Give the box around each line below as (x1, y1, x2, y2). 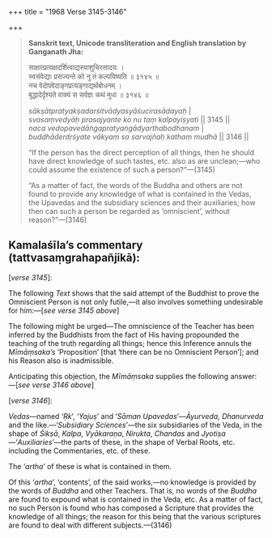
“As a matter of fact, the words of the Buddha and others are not (28, 181, 243, 190)
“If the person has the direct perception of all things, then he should (28, 147, 255, 157)
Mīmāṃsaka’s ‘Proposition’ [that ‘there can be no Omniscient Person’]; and (8, 347, 259, 357)
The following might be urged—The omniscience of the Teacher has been (8, 321, 255, 331)
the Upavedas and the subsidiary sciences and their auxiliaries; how (28, 198, 256, 207)
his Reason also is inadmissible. (8, 356, 114, 365)
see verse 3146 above (18, 380, 91, 390)
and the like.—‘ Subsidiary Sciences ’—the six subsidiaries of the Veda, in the (8, 420, 262, 429)
